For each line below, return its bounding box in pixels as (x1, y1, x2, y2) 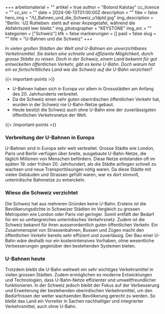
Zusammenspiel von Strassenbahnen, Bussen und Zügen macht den (5, 227, 144, 233)
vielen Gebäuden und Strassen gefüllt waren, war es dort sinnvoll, (5, 172, 139, 178)
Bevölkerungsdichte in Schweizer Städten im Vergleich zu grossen (5, 206, 140, 212)
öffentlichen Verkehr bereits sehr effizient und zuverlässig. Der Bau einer (5, 232, 154, 238)
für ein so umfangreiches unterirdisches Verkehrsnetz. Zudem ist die (5, 216, 145, 222)
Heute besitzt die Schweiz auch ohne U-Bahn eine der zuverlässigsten (12, 107, 157, 113)
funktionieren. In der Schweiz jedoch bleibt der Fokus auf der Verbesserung (5, 282, 160, 288)
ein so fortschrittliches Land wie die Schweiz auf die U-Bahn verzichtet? (5, 66, 153, 72)
